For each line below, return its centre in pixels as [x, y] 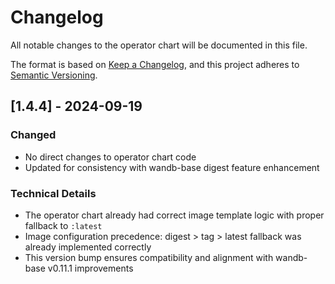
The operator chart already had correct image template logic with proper [174, 215]
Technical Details [53, 193]
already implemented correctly [88, 247]
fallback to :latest [63, 225]
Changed [33, 135]
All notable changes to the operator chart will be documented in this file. [159, 45]
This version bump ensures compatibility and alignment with [149, 257]
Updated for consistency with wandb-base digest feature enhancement [172, 167]
